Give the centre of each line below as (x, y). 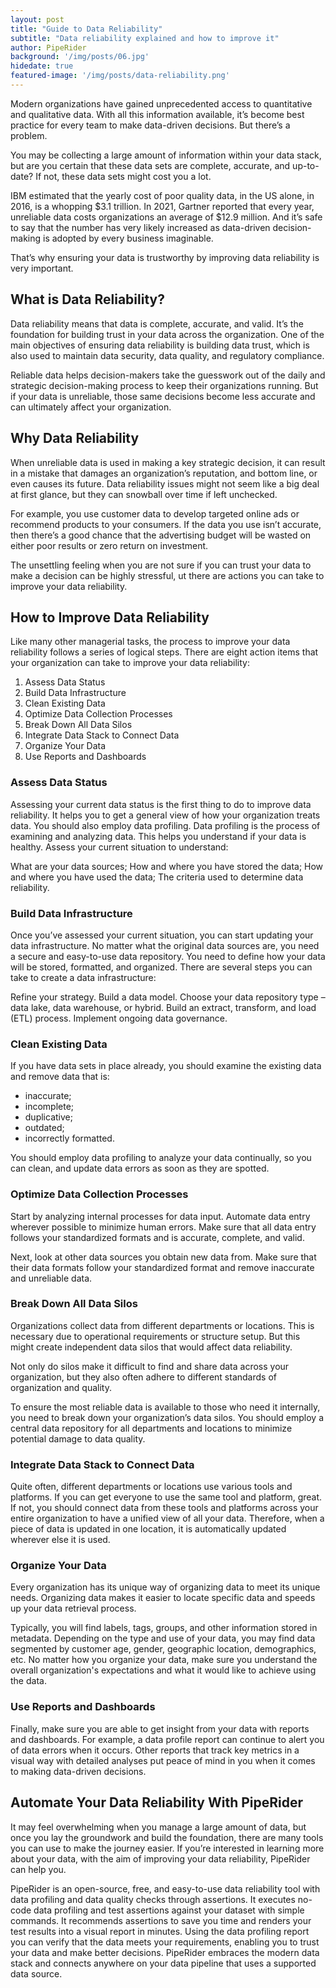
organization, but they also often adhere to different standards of (143, 1377)
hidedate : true (42, 66)
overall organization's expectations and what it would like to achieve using (163, 1670)
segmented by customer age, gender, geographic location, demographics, (163, 1649)
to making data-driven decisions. (78, 1771)
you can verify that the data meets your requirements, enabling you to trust (165, 1942)
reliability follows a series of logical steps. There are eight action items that (164, 652)
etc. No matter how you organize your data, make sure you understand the (164, 1660)
